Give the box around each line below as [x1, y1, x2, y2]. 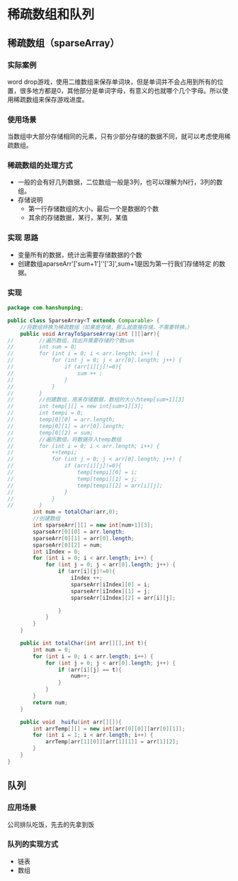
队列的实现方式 [7, 839, 59, 849]
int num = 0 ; [33, 646, 72, 653]
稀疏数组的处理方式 [7, 160, 73, 170]
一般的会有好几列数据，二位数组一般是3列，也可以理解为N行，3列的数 [17, 178, 223, 187]
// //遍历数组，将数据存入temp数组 [7, 436, 122, 443]
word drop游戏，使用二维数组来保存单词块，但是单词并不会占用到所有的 [7, 77, 217, 86]
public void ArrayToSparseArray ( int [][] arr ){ [20, 330, 160, 337]
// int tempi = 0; [7, 410, 84, 417]
